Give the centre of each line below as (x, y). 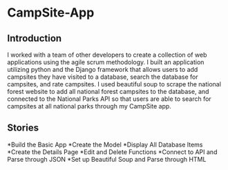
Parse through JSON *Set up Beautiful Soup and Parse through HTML (107, 159)
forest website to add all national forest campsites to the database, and (108, 92)
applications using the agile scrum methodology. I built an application (106, 62)
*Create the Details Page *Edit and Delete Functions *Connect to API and (112, 152)
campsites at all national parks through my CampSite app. (89, 106)
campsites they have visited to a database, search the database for (103, 77)
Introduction (35, 38)
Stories (23, 128)
